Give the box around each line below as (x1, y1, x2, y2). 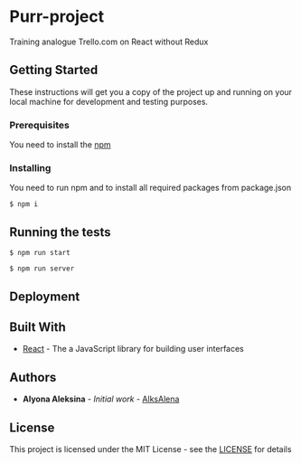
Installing (9, 161, 52, 174)
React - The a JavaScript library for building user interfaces (22, 344, 244, 354)
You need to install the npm (9, 139, 111, 150)
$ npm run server (9, 264, 75, 273)
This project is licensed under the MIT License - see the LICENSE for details (9, 443, 292, 454)
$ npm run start (9, 249, 71, 258)
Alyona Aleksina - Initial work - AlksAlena (22, 393, 180, 404)
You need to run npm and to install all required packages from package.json (9, 183, 292, 194)
